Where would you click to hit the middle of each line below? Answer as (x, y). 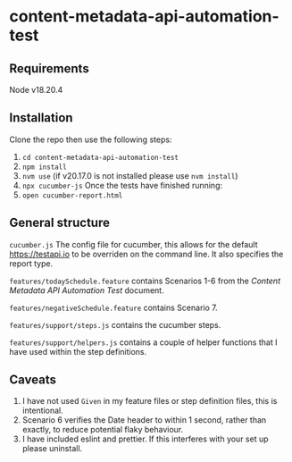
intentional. (43, 411)
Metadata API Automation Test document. (87, 290)
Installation (41, 118)
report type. (31, 263)
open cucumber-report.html (72, 195)
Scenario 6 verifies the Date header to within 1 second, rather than (144, 420)
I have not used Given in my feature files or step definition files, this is (150, 401)
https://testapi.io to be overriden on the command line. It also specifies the (146, 254)
